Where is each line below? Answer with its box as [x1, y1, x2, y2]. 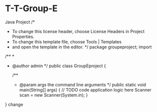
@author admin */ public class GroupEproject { [12, 63, 106, 69]
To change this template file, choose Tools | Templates [12, 38, 122, 44]
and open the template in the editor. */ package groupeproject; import [12, 44, 152, 50]
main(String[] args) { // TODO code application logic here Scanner [19, 87, 152, 93]
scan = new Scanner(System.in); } [19, 92, 88, 98]
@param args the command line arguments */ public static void [19, 81, 146, 88]
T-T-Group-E [5, 3, 58, 14]
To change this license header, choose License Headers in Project [12, 28, 145, 34]
